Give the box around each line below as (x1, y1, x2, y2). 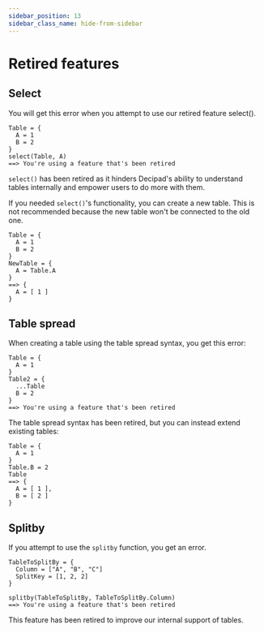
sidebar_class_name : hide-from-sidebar (8, 19, 143, 28)
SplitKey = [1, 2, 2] (15, 573, 89, 581)
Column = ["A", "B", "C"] (15, 566, 104, 574)
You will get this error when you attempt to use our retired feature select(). (8, 108, 257, 118)
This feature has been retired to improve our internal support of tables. (8, 615, 245, 625)
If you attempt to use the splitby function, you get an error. (8, 543, 207, 553)
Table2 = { (8, 375, 45, 384)
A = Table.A (15, 266, 57, 274)
